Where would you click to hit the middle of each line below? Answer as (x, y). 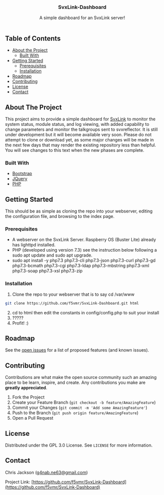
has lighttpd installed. (34, 245)
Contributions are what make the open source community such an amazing (81, 377)
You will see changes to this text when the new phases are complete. (75, 150)
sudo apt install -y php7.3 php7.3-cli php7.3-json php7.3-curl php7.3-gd (84, 260)
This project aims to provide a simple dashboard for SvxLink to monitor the (80, 119)
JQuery (20, 179)
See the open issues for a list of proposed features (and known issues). (77, 350)
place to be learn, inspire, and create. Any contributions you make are (75, 382)
